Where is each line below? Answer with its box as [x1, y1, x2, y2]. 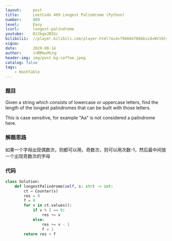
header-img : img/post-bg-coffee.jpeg [5, 55, 86, 61]
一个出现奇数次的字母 [5, 153, 50, 159]
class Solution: [5, 179, 40, 184]
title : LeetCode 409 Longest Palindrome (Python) [5, 12, 125, 17]
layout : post [5, 7, 42, 13]
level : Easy [5, 22, 42, 27]
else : [32, 217, 45, 222]
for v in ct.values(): [24, 203, 72, 208]
